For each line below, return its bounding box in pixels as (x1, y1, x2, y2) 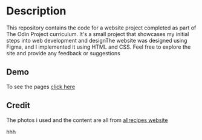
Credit (6, 100, 30, 111)
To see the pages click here (6, 83, 76, 90)
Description (6, 4, 67, 18)
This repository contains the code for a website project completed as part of (6, 24, 197, 31)
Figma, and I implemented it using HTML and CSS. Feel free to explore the (6, 43, 191, 50)
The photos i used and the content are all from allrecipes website (6, 116, 168, 124)
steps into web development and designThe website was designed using (6, 37, 187, 44)
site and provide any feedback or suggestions (6, 49, 121, 56)
